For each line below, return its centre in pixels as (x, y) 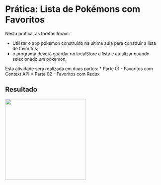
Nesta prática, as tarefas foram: (38, 33)
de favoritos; (25, 48)
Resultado (21, 90)
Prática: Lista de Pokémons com (73, 9)
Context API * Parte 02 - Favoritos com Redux (52, 74)
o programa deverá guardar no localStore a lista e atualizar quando (81, 54)
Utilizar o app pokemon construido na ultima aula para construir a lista (84, 43)
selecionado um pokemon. (40, 59)
